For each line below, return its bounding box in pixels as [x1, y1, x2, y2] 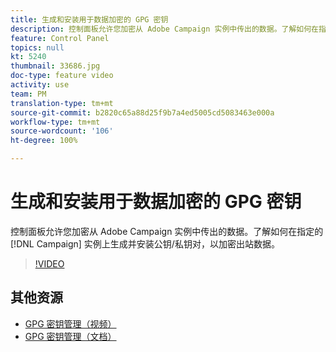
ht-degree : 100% [10, 136, 78, 146]
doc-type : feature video [10, 71, 114, 81]
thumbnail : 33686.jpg [10, 61, 101, 71]
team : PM [10, 89, 47, 99]
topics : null [10, 42, 65, 53]
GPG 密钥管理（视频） [24, 317, 117, 330]
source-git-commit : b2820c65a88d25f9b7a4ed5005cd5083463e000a [10, 107, 275, 118]
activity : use [10, 80, 70, 90]
